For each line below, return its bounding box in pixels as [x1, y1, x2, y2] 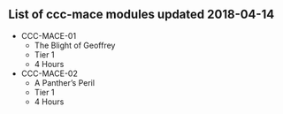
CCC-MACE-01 [20, 30, 77, 41]
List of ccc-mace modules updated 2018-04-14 [8, 7, 275, 22]
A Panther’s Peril [34, 77, 95, 87]
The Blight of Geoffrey [34, 40, 116, 50]
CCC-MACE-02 [20, 68, 79, 79]
